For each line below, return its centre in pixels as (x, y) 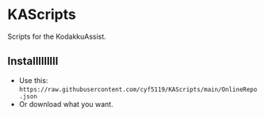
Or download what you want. (66, 104)
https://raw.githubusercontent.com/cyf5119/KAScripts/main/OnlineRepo (138, 89)
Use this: (33, 80)
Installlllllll (33, 61)
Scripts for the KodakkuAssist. (57, 36)
